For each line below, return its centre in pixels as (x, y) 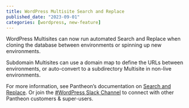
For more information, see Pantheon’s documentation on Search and (89, 86)
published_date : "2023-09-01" (43, 17)
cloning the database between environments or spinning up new (84, 45)
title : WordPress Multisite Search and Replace (65, 11)
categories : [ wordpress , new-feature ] (53, 22)
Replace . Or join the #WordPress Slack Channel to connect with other (90, 93)
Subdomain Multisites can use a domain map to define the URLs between (95, 62)
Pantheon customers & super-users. (50, 99)
